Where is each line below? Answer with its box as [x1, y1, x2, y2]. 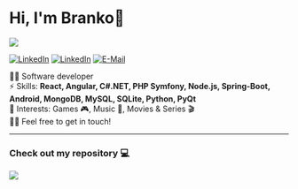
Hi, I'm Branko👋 [9, 8, 125, 28]
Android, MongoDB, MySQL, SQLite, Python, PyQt [9, 93, 197, 104]
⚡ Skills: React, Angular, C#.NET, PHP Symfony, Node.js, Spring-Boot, [9, 80, 271, 91]
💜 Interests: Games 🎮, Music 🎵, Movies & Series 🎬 [9, 103, 195, 114]
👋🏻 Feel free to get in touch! [9, 116, 112, 126]
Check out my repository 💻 [9, 147, 130, 159]
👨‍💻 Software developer [9, 71, 94, 81]
